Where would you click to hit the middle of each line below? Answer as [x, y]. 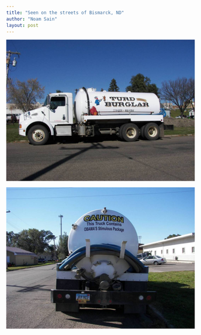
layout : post [22, 25]
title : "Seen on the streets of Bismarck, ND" [65, 13]
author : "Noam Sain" [32, 19]
